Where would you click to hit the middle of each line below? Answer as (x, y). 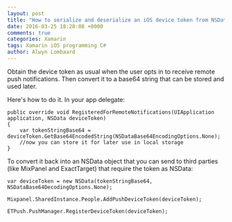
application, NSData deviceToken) (57, 118)
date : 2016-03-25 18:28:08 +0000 (55, 26)
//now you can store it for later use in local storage (102, 142)
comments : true (29, 33)
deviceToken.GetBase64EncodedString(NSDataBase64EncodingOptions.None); (114, 136)
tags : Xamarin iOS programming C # (57, 46)
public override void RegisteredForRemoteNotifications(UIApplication (111, 112)
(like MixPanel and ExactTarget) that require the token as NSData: (100, 168)
